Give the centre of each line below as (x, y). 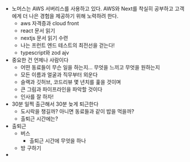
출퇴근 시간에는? (39, 119)
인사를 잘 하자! (37, 97)
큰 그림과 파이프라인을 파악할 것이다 (61, 89)
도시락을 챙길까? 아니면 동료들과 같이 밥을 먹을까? (77, 111)
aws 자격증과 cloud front (50, 23)
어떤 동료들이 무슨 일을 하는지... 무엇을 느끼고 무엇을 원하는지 (90, 67)
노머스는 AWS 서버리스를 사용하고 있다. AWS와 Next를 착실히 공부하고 (92, 9)
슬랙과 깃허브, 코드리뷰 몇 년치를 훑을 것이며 (71, 82)
